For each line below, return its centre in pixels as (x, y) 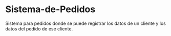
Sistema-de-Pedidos (50, 9)
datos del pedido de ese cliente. (39, 28)
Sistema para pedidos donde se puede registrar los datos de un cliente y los (86, 23)
